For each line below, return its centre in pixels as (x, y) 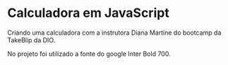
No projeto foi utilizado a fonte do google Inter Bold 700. (89, 54)
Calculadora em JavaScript (88, 13)
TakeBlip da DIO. (31, 40)
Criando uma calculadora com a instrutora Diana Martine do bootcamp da (114, 32)
